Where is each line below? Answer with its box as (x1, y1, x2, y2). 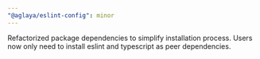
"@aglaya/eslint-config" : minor (7, 11, 114, 20)
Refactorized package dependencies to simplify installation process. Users (7, 33, 253, 42)
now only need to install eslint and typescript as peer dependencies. (7, 41, 231, 51)
